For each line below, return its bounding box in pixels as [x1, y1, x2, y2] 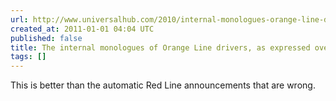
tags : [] [10, 52, 47, 62]
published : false [10, 33, 83, 43]
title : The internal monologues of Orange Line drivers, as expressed [10, 42, 311, 53]
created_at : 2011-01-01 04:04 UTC [10, 24, 155, 34]
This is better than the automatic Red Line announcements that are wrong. [10, 79, 316, 91]
